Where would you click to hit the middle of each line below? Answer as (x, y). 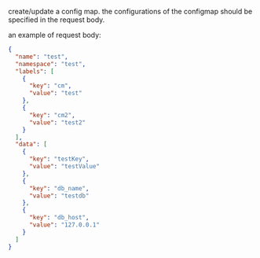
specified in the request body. (57, 20)
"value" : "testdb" (59, 196)
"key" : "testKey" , (59, 159)
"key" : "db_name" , (59, 188)
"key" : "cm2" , (52, 115)
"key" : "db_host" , (59, 218)
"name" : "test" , (42, 57)
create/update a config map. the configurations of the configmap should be (130, 11)
